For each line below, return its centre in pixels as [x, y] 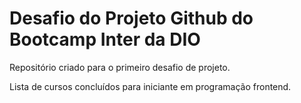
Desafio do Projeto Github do [131, 18]
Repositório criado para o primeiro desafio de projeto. [120, 67]
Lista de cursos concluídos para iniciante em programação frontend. [150, 86]
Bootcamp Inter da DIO [105, 39]
